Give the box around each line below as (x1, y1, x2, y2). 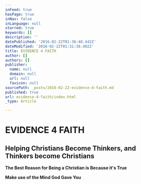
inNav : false (5, 16, 32, 21)
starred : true (5, 26, 35, 31)
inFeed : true (5, 7, 32, 12)
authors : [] (5, 58, 30, 63)
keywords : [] (5, 30, 32, 35)
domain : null (9, 72, 37, 76)
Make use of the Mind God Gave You (5, 175, 81, 181)
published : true (5, 90, 39, 95)
